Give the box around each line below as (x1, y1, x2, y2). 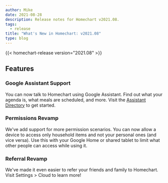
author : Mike (5, 7, 33, 13)
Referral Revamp (5, 155, 47, 162)
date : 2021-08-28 (5, 12, 42, 17)
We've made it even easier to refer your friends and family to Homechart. (5, 167, 159, 173)
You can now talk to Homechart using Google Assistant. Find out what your (5, 91, 163, 97)
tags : (5, 21, 17, 27)
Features (5, 65, 34, 73)
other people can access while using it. (5, 142, 88, 148)
